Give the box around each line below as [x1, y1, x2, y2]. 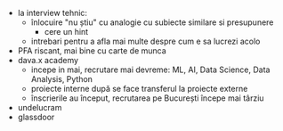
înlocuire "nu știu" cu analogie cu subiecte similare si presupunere [30, 17, 274, 28]
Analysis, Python [30, 74, 93, 84]
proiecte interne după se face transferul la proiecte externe [30, 84, 248, 94]
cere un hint [44, 27, 89, 37]
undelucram [17, 102, 62, 112]
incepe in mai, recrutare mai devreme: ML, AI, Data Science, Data [30, 64, 271, 75]
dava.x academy [17, 55, 78, 65]
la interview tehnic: [17, 8, 87, 18]
